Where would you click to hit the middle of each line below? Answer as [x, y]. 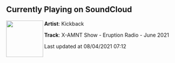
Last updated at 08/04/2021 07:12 [85, 46]
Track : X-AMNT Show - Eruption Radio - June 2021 [107, 35]
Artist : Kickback [64, 23]
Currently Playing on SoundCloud [69, 10]
